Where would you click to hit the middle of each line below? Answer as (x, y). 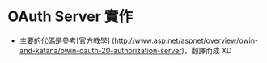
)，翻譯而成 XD (207, 50)
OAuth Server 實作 (70, 17)
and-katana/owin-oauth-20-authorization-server (101, 50)
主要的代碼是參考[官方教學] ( (67, 40)
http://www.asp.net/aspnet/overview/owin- (186, 40)
